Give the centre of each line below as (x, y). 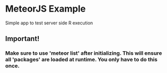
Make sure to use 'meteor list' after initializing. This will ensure (84, 53)
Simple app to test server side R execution (49, 23)
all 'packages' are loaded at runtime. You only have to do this (81, 60)
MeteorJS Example (45, 9)
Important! (22, 39)
